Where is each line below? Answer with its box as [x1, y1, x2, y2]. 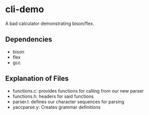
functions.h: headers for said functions [12, 93, 94, 99]
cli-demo [5, 4, 44, 15]
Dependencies [5, 35, 52, 44]
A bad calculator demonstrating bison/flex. [5, 20, 95, 26]
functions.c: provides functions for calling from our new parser [12, 88, 144, 94]
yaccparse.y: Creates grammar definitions [12, 104, 101, 110]
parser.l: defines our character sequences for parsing [12, 98, 125, 105]
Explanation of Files [5, 74, 69, 83]
